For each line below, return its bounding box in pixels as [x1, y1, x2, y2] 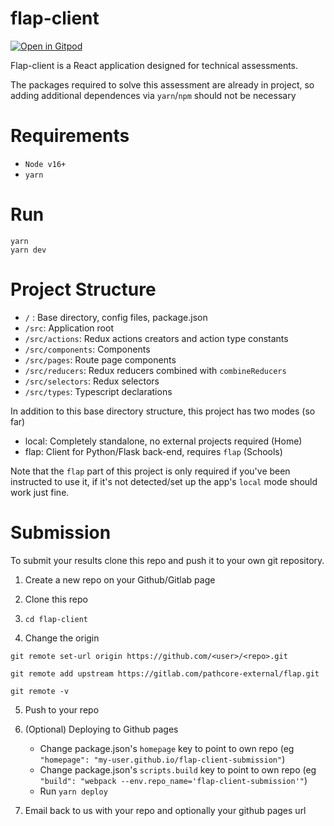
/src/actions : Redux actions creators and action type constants [24, 332, 289, 344]
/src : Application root [24, 322, 114, 334]
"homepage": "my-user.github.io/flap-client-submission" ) [39, 753, 286, 765]
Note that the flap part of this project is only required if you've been [10, 465, 291, 477]
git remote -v [10, 686, 70, 696]
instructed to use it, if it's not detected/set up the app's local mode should [10, 475, 318, 487]
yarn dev [10, 245, 47, 255]
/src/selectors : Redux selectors [24, 375, 160, 387]
